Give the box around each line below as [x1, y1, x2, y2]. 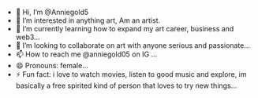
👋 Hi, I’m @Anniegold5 [15, 8, 89, 16]
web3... [15, 32, 41, 42]
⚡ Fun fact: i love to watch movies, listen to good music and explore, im [15, 70, 247, 78]
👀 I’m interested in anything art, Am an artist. [15, 16, 161, 25]
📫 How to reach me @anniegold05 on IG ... [15, 49, 158, 59]
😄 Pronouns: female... [15, 61, 88, 70]
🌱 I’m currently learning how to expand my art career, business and [15, 24, 234, 33]
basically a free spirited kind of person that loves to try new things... [15, 81, 237, 90]
